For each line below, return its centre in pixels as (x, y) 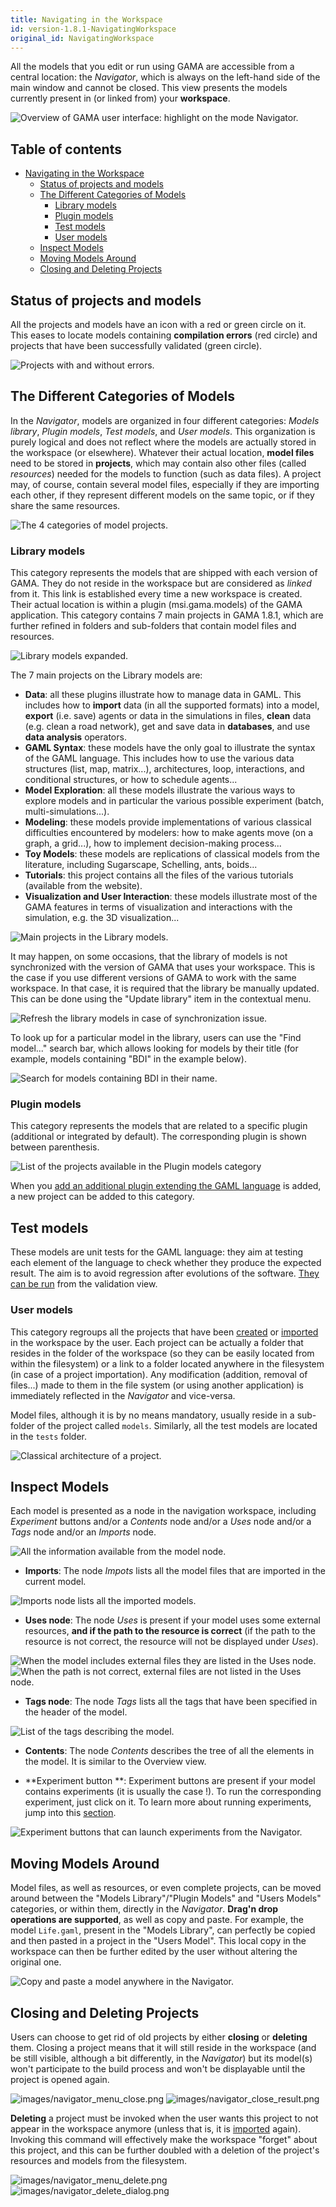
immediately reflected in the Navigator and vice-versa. (123, 1395)
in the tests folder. (49, 1436)
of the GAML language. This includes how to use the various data (159, 758)
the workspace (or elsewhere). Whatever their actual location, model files (162, 452)
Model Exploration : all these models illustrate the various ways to (160, 790)
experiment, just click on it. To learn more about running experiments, (168, 1802)
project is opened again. (60, 2079)
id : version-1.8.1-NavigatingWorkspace (93, 29)
